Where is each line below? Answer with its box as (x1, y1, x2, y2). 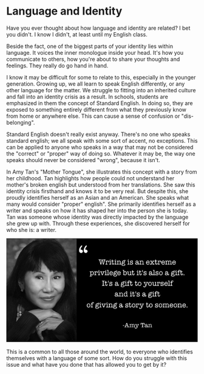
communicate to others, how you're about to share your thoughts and (6, 55, 180, 63)
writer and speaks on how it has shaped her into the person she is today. (6, 206, 188, 214)
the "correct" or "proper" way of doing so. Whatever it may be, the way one (6, 150, 195, 157)
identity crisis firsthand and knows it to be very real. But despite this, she (6, 187, 189, 195)
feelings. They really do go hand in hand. (6, 62, 109, 69)
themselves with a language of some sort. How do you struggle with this (6, 354, 187, 362)
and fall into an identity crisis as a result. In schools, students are (6, 93, 168, 100)
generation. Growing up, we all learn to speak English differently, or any (6, 80, 185, 87)
